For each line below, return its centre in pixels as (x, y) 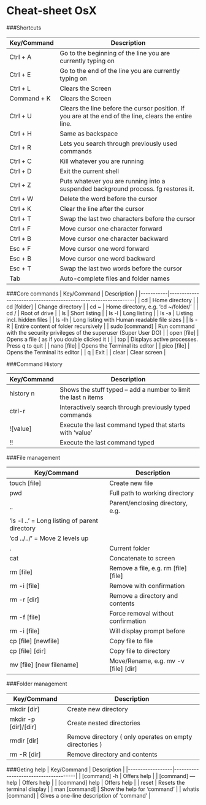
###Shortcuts (24, 28)
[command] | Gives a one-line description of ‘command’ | (78, 795)
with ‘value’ (76, 432)
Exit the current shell (90, 171)
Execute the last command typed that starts (122, 425)
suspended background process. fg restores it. (127, 189)
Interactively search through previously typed (125, 407)
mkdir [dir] (25, 709)
